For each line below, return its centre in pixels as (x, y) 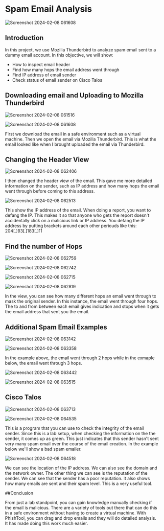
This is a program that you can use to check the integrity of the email (75, 428)
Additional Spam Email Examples (56, 327)
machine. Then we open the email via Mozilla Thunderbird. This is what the (81, 139)
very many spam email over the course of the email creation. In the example (82, 443)
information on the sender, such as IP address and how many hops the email (82, 186)
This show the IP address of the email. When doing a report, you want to (78, 210)
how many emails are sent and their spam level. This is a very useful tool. (79, 484)
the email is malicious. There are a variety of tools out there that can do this (81, 508)
